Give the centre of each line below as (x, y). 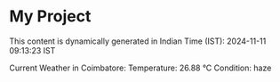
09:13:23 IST (32, 50)
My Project (50, 16)
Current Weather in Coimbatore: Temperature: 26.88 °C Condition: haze (140, 68)
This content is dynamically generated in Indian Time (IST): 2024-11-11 (138, 41)
